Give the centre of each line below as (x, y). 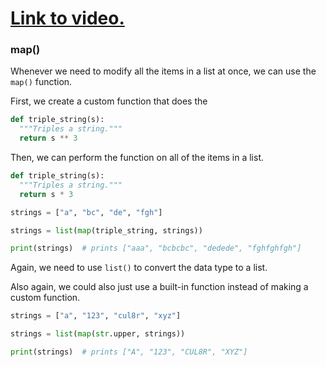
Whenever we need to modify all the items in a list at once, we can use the (163, 71)
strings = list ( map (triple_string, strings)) (106, 230)
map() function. (41, 82)
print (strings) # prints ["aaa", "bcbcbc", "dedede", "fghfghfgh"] (156, 248)
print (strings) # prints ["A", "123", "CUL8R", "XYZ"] (129, 352)
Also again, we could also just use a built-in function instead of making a (159, 287)
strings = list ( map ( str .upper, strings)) (98, 334)
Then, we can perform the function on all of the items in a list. (137, 158)
